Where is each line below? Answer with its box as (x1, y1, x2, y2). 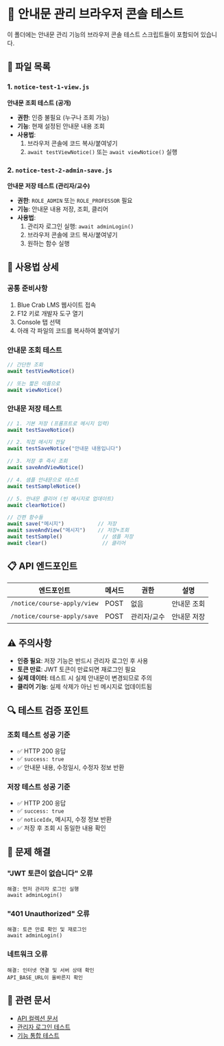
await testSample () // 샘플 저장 (7, 534, 134, 541)
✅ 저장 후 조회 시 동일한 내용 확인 (16, 824, 106, 832)
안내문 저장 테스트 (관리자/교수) (7, 182, 90, 190)
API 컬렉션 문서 (16, 1014, 58, 1022)
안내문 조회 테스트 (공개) (7, 98, 72, 107)
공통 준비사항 (7, 283, 48, 293)
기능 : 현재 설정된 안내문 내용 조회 (16, 122, 105, 130)
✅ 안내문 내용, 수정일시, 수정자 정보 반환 (16, 763, 125, 772)
